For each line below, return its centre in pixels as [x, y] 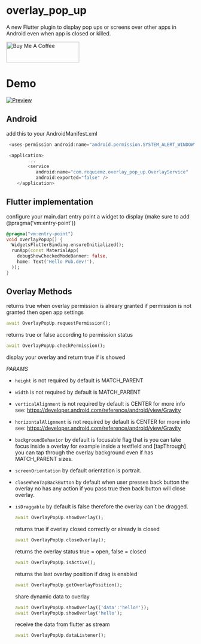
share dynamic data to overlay [52, 596]
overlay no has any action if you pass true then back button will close [100, 489]
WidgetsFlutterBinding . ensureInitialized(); [68, 245]
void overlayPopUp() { [34, 239]
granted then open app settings [45, 312]
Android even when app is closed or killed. [59, 33]
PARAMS [17, 369]
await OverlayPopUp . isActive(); [55, 562]
